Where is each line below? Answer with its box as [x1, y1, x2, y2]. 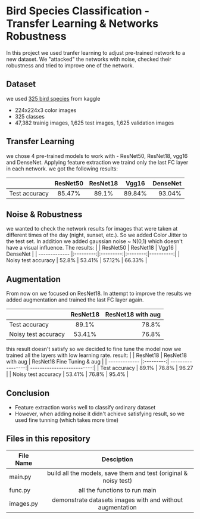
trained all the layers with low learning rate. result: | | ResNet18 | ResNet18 [6, 352, 187, 359]
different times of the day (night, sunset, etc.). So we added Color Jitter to [6, 231, 187, 239]
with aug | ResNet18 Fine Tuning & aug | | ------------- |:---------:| [6, 358, 170, 365]
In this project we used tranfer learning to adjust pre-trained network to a [6, 49, 186, 56]
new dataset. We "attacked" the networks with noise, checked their [6, 55, 171, 63]
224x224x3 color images [14, 106, 77, 114]
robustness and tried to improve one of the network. [6, 61, 135, 69]
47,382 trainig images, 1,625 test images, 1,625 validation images [14, 119, 174, 126]
